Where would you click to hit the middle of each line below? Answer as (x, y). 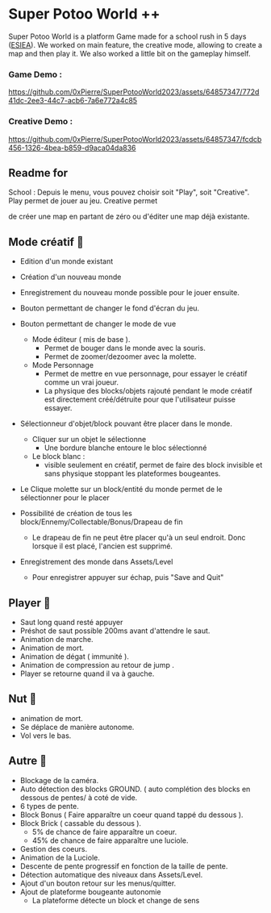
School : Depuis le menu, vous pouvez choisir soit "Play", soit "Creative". (129, 192)
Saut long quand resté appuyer (71, 622)
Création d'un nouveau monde (71, 277)
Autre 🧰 (27, 761)
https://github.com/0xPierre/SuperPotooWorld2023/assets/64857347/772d (134, 92)
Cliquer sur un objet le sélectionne (89, 440)
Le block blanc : (58, 456)
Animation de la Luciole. (60, 857)
